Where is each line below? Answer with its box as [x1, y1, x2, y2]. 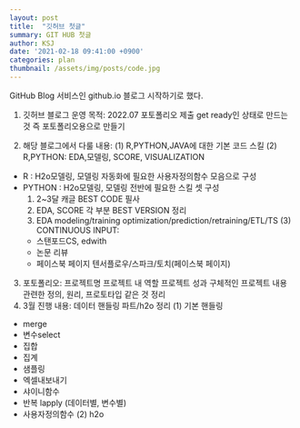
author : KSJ [9, 38, 55, 48]
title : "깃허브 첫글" [9, 22, 86, 31]
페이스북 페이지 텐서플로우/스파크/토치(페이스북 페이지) [35, 258, 231, 269]
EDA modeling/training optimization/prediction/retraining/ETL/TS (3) [35, 214, 292, 225]
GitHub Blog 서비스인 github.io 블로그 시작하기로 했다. [9, 90, 204, 101]
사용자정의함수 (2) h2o [22, 408, 105, 419]
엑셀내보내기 [22, 374, 68, 385]
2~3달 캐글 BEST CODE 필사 [35, 193, 141, 204]
